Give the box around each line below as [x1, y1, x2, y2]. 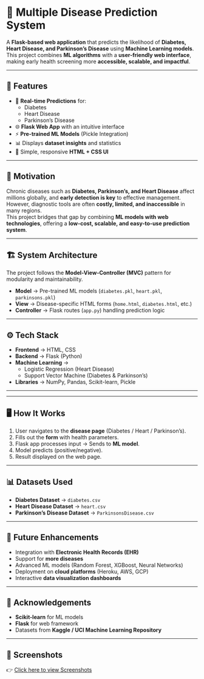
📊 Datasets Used [6, 477, 73, 487]
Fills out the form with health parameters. [15, 434, 119, 441]
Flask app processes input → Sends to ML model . [15, 440, 140, 447]
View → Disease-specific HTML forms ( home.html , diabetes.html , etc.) [15, 300, 192, 308]
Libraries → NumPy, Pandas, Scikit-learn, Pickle [15, 379, 136, 386]
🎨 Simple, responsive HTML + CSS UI [15, 148, 109, 155]
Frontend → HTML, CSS [15, 346, 76, 354]
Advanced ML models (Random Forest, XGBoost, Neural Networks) [15, 561, 183, 569]
